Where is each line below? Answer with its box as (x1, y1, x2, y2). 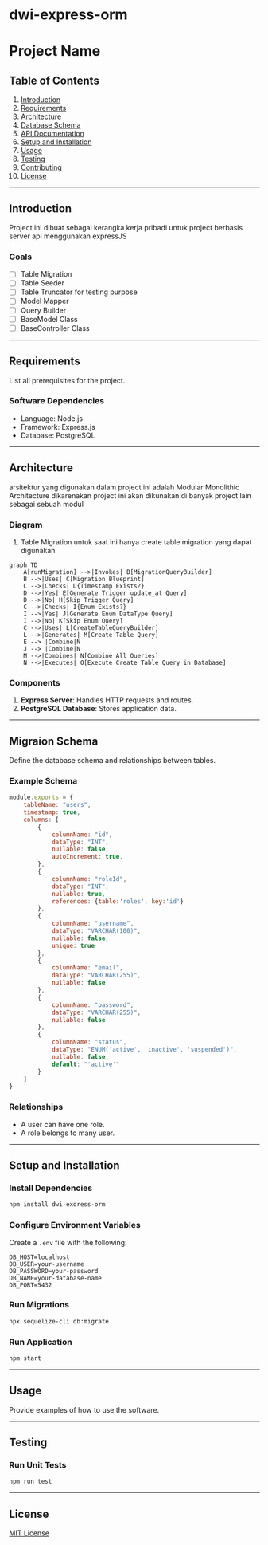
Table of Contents (9, 73, 100, 87)
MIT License (9, 1528, 50, 1538)
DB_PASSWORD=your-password (9, 1267, 99, 1275)
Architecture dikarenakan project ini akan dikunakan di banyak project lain (9, 490, 251, 500)
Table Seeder (20, 278, 65, 288)
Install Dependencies (9, 1182, 93, 1193)
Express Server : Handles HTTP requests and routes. (20, 695, 194, 705)
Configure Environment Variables (9, 1220, 142, 1231)
